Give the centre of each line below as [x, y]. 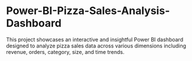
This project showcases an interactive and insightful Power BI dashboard [95, 39]
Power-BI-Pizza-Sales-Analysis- [88, 11]
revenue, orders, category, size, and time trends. [65, 52]
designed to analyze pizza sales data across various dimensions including [96, 46]
